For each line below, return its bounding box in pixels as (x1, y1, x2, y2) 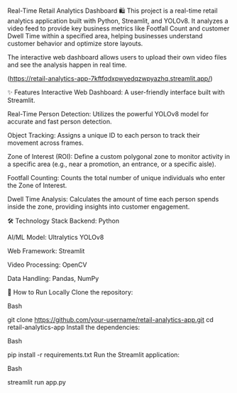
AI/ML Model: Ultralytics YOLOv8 (7, 233, 104, 241)
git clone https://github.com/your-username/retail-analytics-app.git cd (7, 316, 214, 323)
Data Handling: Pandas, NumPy (7, 275, 99, 282)
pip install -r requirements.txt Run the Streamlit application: (7, 350, 180, 359)
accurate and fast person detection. (7, 117, 112, 126)
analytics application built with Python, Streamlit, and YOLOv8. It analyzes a (7, 17, 228, 25)
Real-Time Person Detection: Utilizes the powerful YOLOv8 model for (7, 110, 209, 118)
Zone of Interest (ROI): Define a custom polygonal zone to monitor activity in (7, 153, 231, 160)
